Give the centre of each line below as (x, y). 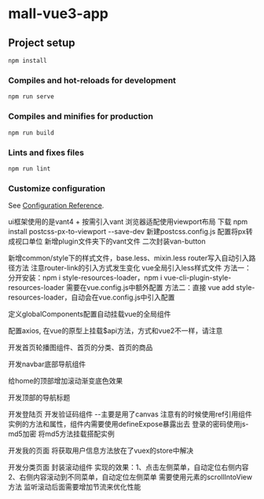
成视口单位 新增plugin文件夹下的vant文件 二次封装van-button (107, 241)
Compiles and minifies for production (81, 116)
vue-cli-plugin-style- (198, 278)
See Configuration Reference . (56, 206)
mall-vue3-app (58, 14)
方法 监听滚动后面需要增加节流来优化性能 (75, 487)
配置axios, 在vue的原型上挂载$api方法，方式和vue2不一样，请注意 (115, 331)
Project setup (42, 43)
